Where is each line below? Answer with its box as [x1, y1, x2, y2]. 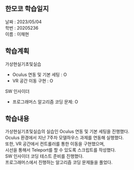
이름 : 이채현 [5, 31, 29, 37]
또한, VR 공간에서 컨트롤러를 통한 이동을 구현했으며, [5, 141, 105, 147]
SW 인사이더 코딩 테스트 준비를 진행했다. [5, 153, 84, 159]
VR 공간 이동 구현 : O [12, 78, 54, 84]
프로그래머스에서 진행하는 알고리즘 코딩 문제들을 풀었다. [5, 160, 113, 166]
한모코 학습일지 [5, 4, 49, 13]
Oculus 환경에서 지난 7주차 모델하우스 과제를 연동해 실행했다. [5, 135, 124, 141]
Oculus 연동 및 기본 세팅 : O [12, 71, 67, 78]
